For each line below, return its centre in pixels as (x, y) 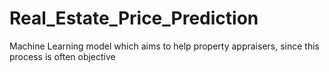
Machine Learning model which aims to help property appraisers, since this (164, 46)
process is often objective (62, 56)
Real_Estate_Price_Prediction (134, 18)
